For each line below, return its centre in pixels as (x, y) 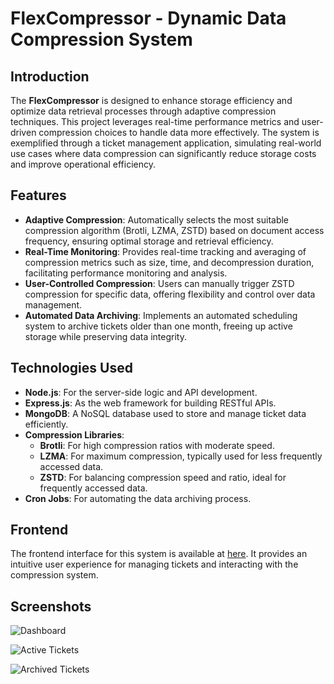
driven (23, 132)
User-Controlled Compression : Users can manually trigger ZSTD (159, 283)
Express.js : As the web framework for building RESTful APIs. (150, 403)
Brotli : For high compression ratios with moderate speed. (157, 445)
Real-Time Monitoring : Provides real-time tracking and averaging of (165, 251)
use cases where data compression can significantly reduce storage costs (163, 153)
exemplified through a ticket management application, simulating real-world (166, 143)
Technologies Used (71, 368)
